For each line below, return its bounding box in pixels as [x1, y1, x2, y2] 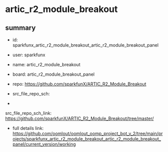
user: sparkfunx [12, 52, 46, 58]
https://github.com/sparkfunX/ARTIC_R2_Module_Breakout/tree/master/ [5, 115, 154, 121]
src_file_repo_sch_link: [5, 110, 52, 116]
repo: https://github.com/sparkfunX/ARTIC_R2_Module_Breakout [12, 81, 146, 87]
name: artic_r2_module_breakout [12, 62, 81, 67]
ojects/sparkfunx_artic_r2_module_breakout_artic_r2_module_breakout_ [12, 136, 161, 141]
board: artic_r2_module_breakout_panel [12, 71, 95, 77]
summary [5, 24, 36, 32]
